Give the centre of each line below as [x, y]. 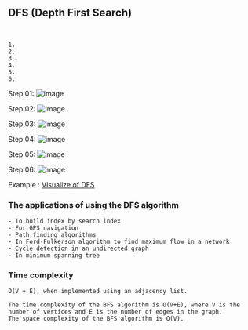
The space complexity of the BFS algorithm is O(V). [96, 319]
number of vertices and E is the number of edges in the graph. [115, 312]
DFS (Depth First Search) [70, 13]
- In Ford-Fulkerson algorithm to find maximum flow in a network [119, 242]
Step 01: [21, 93]
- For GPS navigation [44, 228]
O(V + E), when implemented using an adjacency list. [98, 292]
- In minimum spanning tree [54, 256]
